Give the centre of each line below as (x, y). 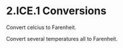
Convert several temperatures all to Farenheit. (62, 39)
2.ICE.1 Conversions (56, 11)
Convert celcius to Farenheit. (41, 27)
